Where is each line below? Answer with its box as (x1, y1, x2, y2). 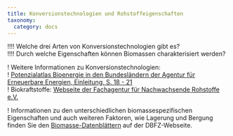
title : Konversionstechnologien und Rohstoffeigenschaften (7, 10, 184, 17)
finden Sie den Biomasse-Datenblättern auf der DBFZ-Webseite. (7, 121, 193, 130)
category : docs (13, 23, 58, 30)
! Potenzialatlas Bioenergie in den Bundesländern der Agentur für (7, 70, 195, 79)
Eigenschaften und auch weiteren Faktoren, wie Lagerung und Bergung (7, 114, 213, 122)
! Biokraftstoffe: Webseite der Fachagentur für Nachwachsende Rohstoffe (7, 85, 220, 94)
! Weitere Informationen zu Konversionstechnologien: (7, 63, 161, 72)
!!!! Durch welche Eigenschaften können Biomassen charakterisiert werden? (7, 50, 226, 58)
